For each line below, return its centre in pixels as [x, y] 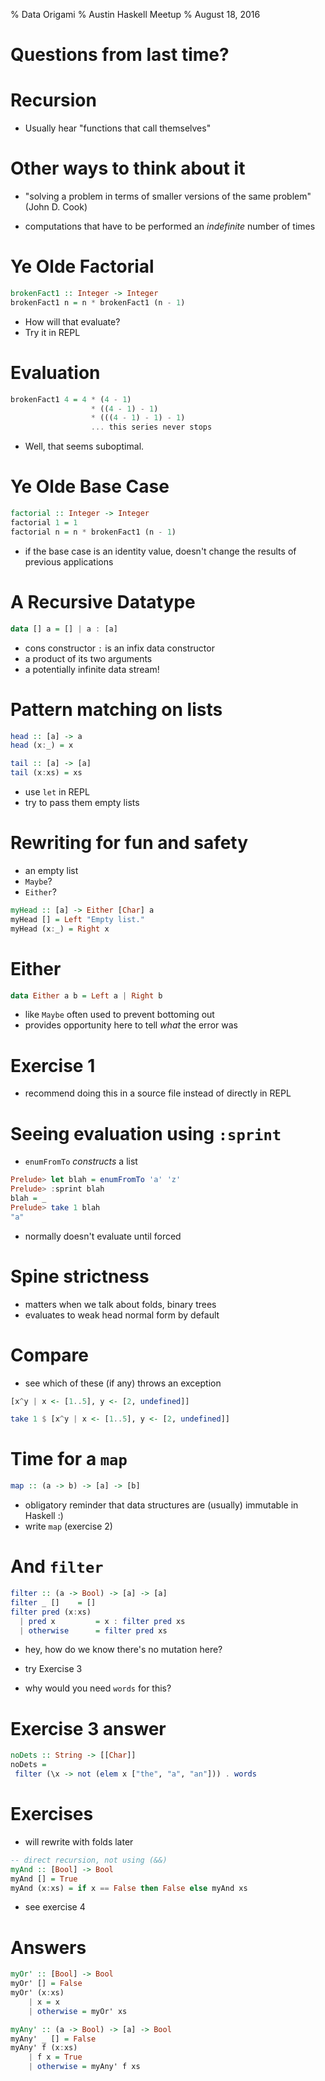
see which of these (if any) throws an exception [123, 1383]
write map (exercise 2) [68, 1526]
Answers [48, 1947]
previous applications [69, 561]
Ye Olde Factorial [82, 266]
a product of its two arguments [88, 658]
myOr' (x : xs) [37, 1993]
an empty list [51, 870]
